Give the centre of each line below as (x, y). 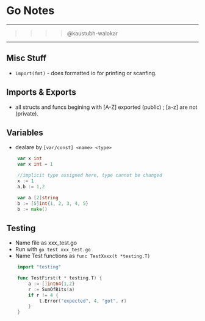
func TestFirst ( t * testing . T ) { (60, 278)
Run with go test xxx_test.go (53, 249)
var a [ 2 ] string (38, 197)
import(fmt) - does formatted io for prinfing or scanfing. (86, 73)
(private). (27, 113)
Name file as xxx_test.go (46, 243)
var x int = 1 (35, 164)
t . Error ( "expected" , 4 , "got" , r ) (83, 301)
